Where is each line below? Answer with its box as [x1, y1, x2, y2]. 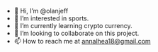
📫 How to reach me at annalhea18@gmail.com [13, 37, 151, 45]
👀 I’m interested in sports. [13, 14, 89, 22]
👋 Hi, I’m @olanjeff [13, 7, 69, 15]
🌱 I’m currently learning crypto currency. [13, 22, 132, 30]
